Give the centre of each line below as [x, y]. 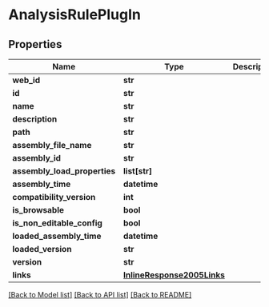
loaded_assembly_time [57, 236]
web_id [26, 80]
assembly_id [37, 158]
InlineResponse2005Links [174, 275]
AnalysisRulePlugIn [75, 15]
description [35, 119]
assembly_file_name [52, 145]
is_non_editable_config [57, 223]
